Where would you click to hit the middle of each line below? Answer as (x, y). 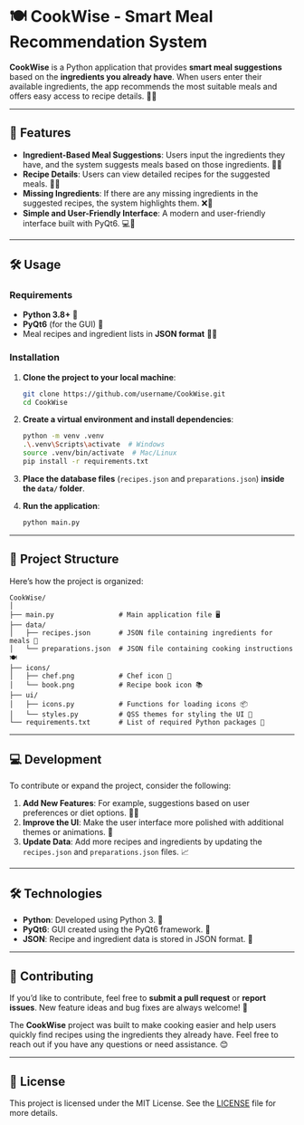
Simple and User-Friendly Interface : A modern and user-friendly (144, 213)
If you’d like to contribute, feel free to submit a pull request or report (138, 998)
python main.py (51, 522)
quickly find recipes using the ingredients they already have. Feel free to (144, 1035)
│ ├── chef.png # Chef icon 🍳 (90, 676)
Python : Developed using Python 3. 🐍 (93, 920)
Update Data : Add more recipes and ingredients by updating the (142, 841)
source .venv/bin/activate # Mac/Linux (100, 453)
